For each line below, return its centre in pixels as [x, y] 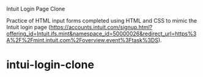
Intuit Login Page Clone [36, 9]
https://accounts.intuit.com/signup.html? [102, 27]
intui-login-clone [50, 65]
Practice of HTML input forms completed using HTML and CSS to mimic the [102, 20]
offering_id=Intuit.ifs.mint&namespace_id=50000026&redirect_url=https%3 [102, 34]
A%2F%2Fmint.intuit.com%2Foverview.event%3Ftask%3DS [83, 40]
